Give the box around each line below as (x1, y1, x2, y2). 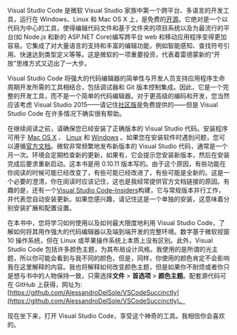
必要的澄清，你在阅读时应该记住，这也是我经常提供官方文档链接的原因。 (13, 177, 224, 185)
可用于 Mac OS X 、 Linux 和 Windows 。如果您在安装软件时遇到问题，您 (7, 133, 219, 141)
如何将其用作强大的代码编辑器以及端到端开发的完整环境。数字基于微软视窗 (13, 228, 230, 236)
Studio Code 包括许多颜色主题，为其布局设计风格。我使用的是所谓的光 (7, 245, 212, 253)
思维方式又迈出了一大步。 (16, 59, 91, 67)
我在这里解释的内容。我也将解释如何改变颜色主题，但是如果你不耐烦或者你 (7, 263, 224, 271)
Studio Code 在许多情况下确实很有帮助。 (7, 109, 126, 118)
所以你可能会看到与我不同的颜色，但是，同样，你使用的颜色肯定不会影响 (19, 254, 230, 262)
